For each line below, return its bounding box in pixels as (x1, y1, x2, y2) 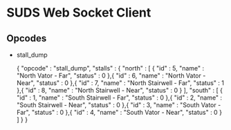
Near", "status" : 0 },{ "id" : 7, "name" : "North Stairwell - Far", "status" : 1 (16, 79, 224, 87)
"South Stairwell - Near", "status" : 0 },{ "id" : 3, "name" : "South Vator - (16, 101, 221, 109)
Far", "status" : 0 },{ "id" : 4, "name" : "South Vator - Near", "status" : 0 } (16, 109, 223, 116)
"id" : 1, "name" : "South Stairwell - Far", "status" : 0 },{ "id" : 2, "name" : (16, 93, 223, 102)
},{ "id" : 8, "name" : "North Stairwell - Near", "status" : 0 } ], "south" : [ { (16, 86, 223, 94)
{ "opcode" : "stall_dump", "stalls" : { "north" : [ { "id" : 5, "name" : (16, 64, 205, 72)
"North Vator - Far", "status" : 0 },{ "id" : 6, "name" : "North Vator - (16, 71, 206, 80)
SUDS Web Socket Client (6, 5, 151, 21)
